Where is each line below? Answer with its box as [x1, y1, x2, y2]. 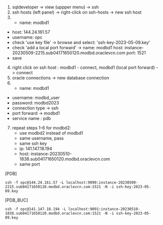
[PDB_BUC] [5, 197, 28, 203]
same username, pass [19, 135, 64, 141]
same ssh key [19, 141, 47, 146]
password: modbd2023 [12, 100, 59, 105]
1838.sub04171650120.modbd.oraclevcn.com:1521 [5, 211, 101, 216]
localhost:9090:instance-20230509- [66, 180, 138, 185]
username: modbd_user [12, 95, 60, 101]
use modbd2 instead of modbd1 [19, 130, 83, 136]
